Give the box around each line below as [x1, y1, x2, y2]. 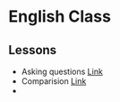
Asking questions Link [21, 66, 104, 77]
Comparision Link [21, 76, 87, 87]
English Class [8, 6, 111, 27]
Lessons [8, 42, 57, 58]
